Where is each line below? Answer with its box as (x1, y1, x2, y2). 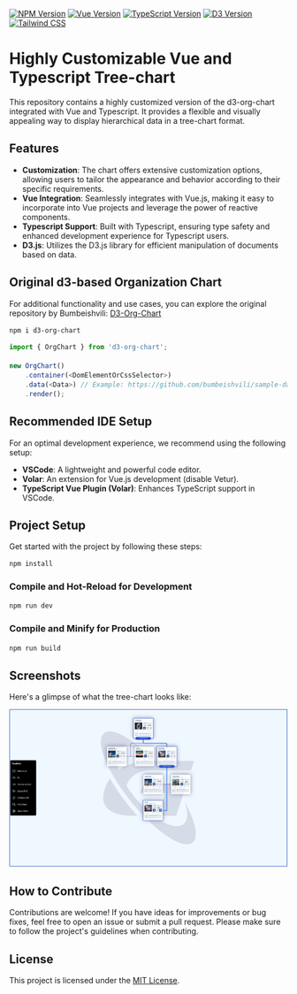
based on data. (21, 248, 78, 260)
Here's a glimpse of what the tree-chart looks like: (9, 692, 192, 702)
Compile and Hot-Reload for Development (9, 580, 193, 593)
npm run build (9, 644, 62, 653)
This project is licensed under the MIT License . (9, 975, 180, 986)
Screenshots (9, 668, 81, 683)
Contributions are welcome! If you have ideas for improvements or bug (9, 907, 267, 918)
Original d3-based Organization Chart (9, 275, 223, 290)
